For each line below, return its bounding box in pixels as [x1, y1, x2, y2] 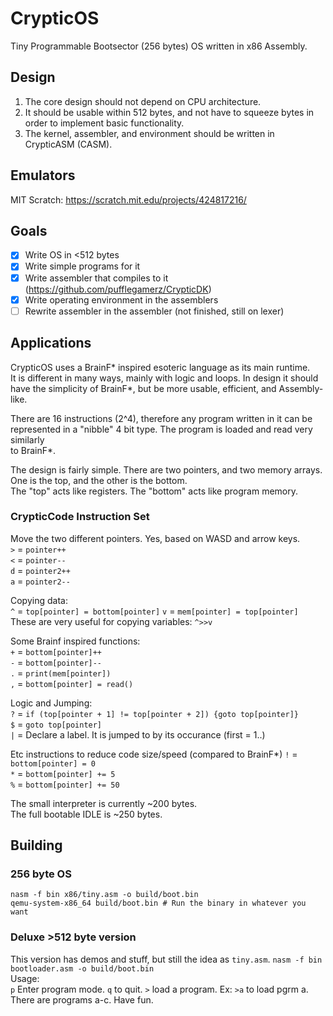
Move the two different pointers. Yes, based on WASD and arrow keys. [10, 532, 301, 544]
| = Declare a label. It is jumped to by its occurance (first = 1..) [10, 728, 266, 741]
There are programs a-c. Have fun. [10, 993, 154, 1006]
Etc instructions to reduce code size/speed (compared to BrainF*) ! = [10, 748, 298, 760]
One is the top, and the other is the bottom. [10, 474, 188, 486]
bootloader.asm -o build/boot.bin [10, 963, 155, 974]
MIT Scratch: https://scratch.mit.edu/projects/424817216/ [10, 193, 247, 206]
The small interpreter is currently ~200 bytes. [10, 797, 198, 809]
